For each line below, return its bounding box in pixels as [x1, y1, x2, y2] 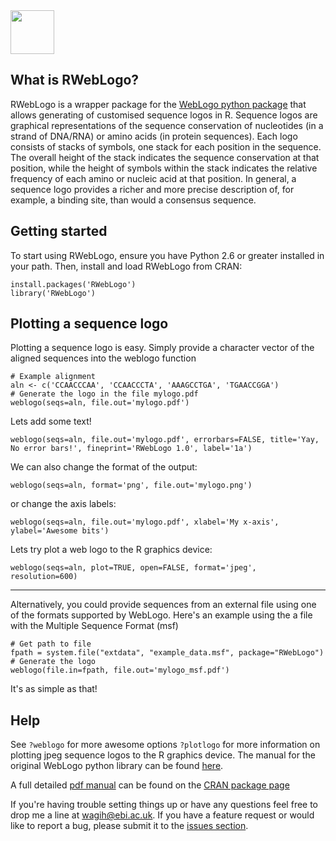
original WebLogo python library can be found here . [10, 760, 224, 772]
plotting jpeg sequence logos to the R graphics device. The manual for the [10, 749, 316, 761]
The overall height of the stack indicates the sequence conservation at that [10, 151, 320, 163]
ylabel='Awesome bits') [10, 526, 110, 536]
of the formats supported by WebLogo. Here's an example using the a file [10, 609, 313, 621]
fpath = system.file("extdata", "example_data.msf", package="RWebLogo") [10, 648, 325, 658]
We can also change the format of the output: [10, 461, 198, 473]
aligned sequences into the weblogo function [10, 352, 197, 364]
